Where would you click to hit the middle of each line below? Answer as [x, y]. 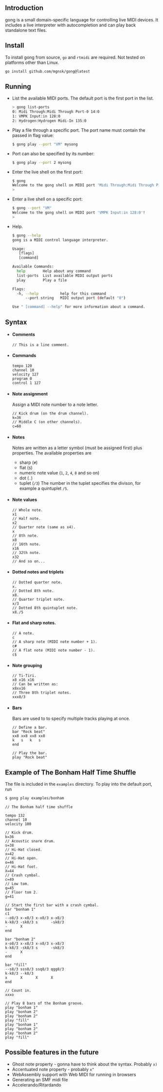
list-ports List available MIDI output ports [65, 276]
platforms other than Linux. [32, 62]
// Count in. [18, 991]
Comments [24, 335]
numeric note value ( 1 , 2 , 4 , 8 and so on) [59, 473]
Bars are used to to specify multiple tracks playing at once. [71, 718]
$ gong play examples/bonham [35, 798]
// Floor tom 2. [21, 893]
